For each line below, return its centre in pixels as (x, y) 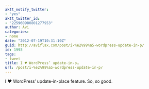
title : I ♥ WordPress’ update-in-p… (42, 63)
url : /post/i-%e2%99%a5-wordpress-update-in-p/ (54, 68)
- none (12, 37)
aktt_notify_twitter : (27, 9)
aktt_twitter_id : (23, 18)
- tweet (13, 59)
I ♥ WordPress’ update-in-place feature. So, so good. (59, 81)
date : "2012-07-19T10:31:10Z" (36, 41)
